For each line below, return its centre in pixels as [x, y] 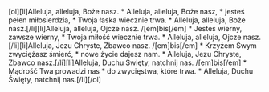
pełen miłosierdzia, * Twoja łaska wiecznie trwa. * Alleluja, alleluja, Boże [127, 20]
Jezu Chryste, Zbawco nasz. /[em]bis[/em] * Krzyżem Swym [156, 46]
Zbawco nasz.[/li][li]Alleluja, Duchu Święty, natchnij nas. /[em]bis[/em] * [128, 62]
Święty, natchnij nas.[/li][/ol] [55, 80]
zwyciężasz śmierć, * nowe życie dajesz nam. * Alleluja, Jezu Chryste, [125, 54]
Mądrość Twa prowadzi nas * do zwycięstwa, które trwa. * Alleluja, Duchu [131, 71]
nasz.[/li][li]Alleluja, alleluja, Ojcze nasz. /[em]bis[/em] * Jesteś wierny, [125, 28]
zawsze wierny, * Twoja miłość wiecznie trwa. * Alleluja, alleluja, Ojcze [125, 37]
